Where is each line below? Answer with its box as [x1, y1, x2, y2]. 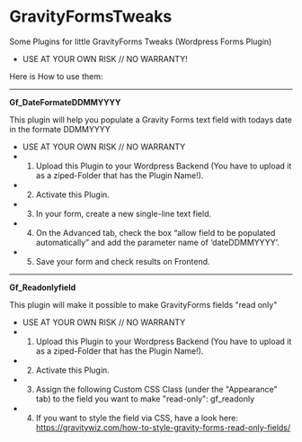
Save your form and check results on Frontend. [35, 256, 210, 266]
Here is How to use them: [9, 70, 103, 82]
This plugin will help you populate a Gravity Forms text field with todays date [9, 114, 292, 125]
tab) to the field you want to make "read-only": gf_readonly [35, 393, 255, 404]
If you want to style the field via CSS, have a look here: [35, 412, 238, 423]
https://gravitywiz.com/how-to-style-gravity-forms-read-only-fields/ [35, 421, 291, 433]
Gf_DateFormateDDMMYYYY [9, 96, 121, 107]
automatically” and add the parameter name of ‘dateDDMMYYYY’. [35, 237, 280, 248]
